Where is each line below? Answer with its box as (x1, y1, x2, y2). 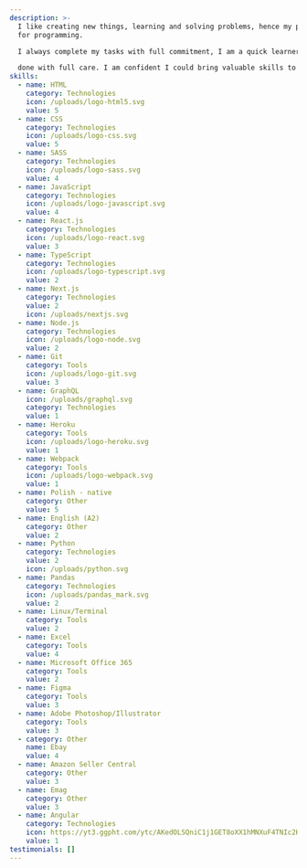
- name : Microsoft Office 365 (17, 658, 132, 667)
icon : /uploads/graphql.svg (26, 395, 132, 404)
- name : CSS (17, 114, 64, 123)
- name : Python (17, 539, 76, 548)
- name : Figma (17, 683, 71, 693)
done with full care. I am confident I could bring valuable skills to (17, 63, 297, 73)
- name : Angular (17, 810, 79, 820)
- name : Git (17, 353, 64, 362)
